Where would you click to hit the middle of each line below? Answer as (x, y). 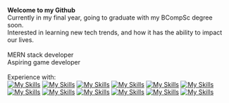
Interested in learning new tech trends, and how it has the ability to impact (115, 32)
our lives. (20, 40)
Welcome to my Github (42, 10)
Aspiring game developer (44, 62)
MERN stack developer (41, 55)
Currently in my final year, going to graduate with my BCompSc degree (110, 18)
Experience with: (32, 77)
